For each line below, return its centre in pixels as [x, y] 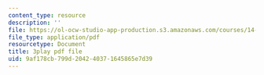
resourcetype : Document [47, 45]
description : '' [35, 23]
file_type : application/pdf [54, 37]
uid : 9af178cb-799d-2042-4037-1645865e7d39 [81, 59]
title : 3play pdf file [45, 52]
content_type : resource [47, 15]
